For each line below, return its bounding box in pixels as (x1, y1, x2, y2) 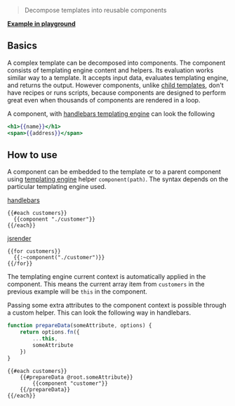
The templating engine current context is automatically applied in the (7, 273, 206, 281)
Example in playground (7, 20, 76, 27)
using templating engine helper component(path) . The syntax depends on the (7, 175, 229, 183)
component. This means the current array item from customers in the (7, 280, 205, 289)
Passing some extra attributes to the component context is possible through (7, 301, 227, 310)
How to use (7, 149, 58, 161)
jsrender (7, 235, 32, 243)
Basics (7, 40, 37, 52)
